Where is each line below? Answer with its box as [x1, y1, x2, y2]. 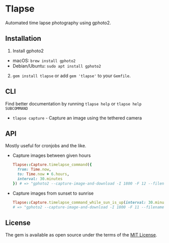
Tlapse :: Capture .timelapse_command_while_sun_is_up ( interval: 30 [12, 200, 153, 205]
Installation [5, 34, 41, 43]
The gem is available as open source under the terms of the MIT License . [5, 232, 157, 238]
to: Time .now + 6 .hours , [17, 172, 70, 177]
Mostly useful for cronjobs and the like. [5, 143, 87, 149]
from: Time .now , [17, 167, 51, 172]
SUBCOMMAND [5, 106, 28, 111]
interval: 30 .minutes [17, 176, 63, 181]
